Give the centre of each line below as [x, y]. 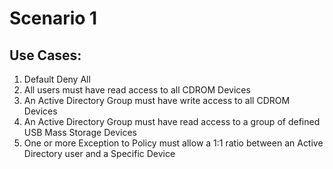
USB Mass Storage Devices [80, 132]
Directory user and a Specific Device [99, 153]
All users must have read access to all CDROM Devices [137, 90]
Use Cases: [45, 55]
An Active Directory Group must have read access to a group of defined [172, 121]
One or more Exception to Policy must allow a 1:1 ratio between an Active [173, 143]
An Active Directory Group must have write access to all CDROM [157, 100]
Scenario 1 [53, 18]
